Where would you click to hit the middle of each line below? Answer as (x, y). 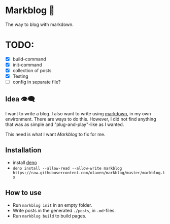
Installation (23, 150)
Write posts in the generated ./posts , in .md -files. (64, 210)
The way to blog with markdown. (40, 24)
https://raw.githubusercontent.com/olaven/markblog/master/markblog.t (89, 173)
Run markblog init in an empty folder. (52, 205)
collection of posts (32, 70)
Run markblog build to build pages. (49, 216)
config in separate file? (37, 82)
